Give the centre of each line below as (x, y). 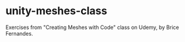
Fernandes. (19, 33)
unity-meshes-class (56, 11)
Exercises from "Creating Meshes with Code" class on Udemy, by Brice (92, 27)
